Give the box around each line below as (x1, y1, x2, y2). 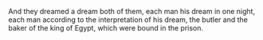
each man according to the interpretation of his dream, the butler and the (8, 15, 249, 24)
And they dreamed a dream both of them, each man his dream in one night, (8, 7, 256, 16)
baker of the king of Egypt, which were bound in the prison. (8, 24, 204, 32)
